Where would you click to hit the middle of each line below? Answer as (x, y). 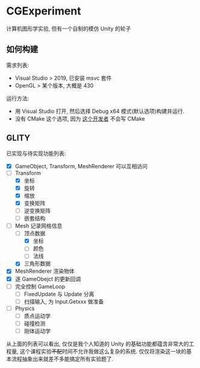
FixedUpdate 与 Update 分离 (59, 294)
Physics (25, 308)
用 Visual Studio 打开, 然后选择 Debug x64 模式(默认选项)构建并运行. (100, 111)
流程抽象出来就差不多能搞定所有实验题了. (62, 359)
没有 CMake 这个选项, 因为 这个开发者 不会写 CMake (80, 118)
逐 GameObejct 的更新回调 (48, 279)
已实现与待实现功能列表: (36, 153)
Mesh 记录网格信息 (39, 226)
